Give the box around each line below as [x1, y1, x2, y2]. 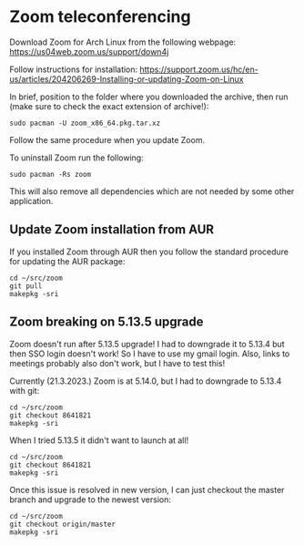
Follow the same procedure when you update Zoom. [9, 134, 206, 145]
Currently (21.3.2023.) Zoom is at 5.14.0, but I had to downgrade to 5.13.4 [9, 376, 282, 386]
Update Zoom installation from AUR [9, 221, 215, 238]
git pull [9, 281, 43, 291]
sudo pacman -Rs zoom [9, 170, 92, 179]
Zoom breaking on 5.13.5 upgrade [9, 314, 204, 330]
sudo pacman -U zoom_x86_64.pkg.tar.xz [9, 118, 161, 128]
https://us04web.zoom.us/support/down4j [9, 46, 169, 57]
